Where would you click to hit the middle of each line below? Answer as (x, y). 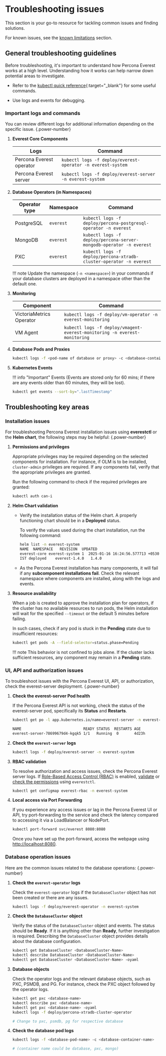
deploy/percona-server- (111, 240)
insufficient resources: (35, 634)
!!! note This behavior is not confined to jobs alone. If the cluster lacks (83, 652)
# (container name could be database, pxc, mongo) (65, 1049)
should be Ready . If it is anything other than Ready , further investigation (86, 931)
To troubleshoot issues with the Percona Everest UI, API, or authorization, (80, 681)
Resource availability (34, 593)
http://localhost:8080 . (34, 844)
